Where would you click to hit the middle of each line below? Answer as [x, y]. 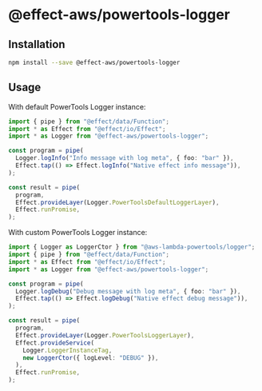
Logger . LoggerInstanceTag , [67, 350]
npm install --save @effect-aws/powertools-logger [94, 62]
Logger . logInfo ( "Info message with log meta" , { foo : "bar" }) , [125, 158]
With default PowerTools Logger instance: [77, 106]
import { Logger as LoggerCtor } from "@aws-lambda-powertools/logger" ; [132, 247]
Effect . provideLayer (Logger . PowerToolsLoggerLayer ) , [105, 335]
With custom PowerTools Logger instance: [78, 233]
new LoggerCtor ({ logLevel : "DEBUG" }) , [91, 357]
